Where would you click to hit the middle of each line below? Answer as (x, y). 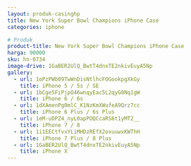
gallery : (20, 72)
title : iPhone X (44, 152)
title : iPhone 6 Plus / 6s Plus (67, 112)
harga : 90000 (26, 53)
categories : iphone (36, 27)
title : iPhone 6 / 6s (51, 99)
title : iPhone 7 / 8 (50, 125)
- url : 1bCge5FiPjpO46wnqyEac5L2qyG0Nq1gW (77, 93)
